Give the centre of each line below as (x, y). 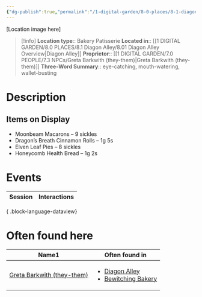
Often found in (126, 255)
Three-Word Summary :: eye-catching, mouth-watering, (111, 66)
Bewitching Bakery (131, 278)
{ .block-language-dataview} (42, 211)
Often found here (50, 235)
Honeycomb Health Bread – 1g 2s (56, 153)
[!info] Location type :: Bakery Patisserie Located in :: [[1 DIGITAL (101, 40)
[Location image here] (34, 29)
